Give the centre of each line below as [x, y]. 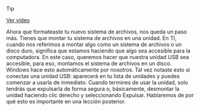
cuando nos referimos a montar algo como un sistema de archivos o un [94, 44]
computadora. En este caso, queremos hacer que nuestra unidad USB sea [98, 57]
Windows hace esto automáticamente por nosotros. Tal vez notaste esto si [98, 70]
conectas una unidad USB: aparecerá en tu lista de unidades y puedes [93, 76]
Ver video [18, 20]
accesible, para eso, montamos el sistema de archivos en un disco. [89, 63]
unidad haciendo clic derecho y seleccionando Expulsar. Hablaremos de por [100, 95]
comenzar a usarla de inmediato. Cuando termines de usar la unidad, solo [97, 82]
